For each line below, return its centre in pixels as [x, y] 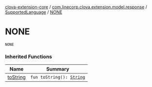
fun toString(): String [58, 77]
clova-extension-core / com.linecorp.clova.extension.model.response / [76, 7]
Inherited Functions [29, 57]
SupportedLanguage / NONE [34, 12]
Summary [58, 69]
